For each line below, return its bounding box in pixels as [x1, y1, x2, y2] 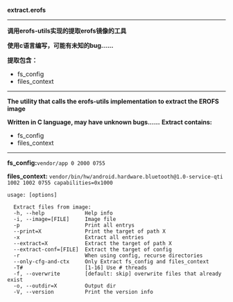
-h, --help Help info [13, 210, 113, 217]
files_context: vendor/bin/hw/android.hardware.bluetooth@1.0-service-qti [7, 172, 223, 180]
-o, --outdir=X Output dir [13, 283, 116, 290]
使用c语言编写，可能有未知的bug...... [7, 42, 114, 49]
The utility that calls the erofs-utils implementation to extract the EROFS [7, 97, 220, 105]
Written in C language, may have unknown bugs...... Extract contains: [7, 118, 213, 126]
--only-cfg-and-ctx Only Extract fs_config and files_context [13, 258, 209, 265]
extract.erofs [7, 6, 46, 14]
